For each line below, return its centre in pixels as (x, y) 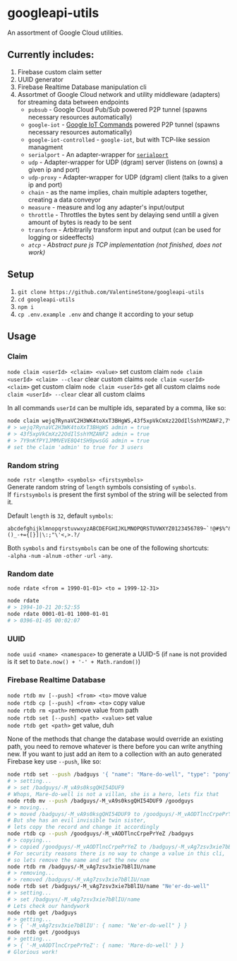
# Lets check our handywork (49, 906)
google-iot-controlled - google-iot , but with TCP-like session (119, 139)
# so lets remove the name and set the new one (79, 860)
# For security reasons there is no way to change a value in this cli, (116, 854)
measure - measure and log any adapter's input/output (106, 207)
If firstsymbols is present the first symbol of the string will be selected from (117, 494)
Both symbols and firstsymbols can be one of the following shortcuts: (108, 548)
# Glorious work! (33, 952)
